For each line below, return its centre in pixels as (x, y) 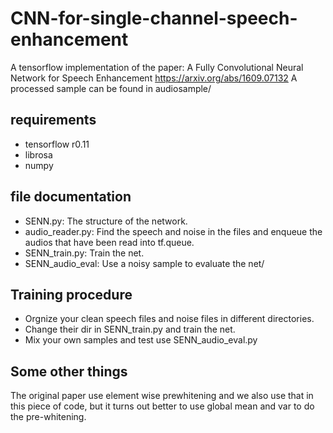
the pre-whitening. (48, 417)
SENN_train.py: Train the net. (84, 253)
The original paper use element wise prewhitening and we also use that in (162, 396)
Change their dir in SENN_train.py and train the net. (130, 329)
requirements (53, 120)
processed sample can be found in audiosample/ (111, 88)
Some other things (69, 371)
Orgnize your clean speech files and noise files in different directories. (169, 319)
